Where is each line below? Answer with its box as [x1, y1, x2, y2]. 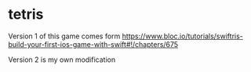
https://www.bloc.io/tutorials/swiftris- [122, 31, 243, 41]
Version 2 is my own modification [8, 55, 116, 64]
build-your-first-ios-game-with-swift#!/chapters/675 [8, 39, 179, 49]
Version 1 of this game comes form [8, 31, 121, 41]
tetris [8, 5, 44, 23]
